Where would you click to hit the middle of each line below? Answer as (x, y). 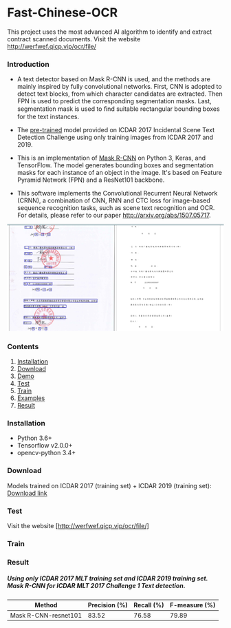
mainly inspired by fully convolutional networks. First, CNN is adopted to (119, 87)
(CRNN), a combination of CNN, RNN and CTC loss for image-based (114, 200)
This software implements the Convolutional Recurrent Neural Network (117, 193)
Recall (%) (149, 605)
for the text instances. (48, 117)
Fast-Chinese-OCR (63, 13)
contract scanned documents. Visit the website (74, 39)
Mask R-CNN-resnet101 (46, 615)
